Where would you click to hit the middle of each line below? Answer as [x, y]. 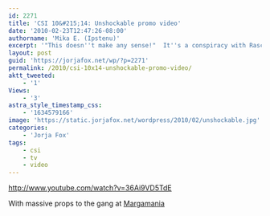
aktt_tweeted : [32, 75]
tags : [17, 143]
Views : [19, 90]
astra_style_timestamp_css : [55, 105]
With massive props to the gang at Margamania [86, 204]
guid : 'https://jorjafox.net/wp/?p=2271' [79, 61]
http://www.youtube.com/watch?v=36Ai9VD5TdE [90, 188]
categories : [28, 128]
